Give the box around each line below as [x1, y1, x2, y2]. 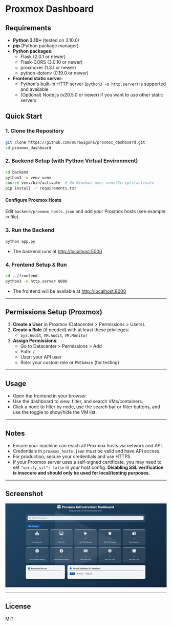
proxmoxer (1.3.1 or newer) [20, 65, 76, 70]
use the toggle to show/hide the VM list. [12, 409, 97, 415]
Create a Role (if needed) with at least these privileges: [12, 327, 130, 333]
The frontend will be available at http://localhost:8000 [12, 288, 126, 294]
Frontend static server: [12, 75, 63, 81]
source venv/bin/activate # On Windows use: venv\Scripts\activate [5, 180, 155, 185]
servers [20, 97, 37, 103]
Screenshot [5, 489, 44, 498]
